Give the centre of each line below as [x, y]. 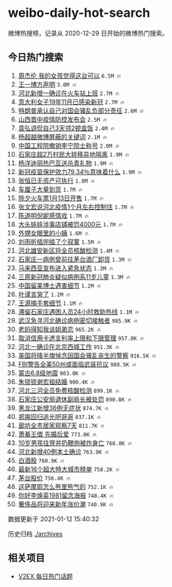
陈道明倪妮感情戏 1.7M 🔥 [53, 215]
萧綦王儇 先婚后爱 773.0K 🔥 [57, 434]
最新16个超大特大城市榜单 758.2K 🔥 [69, 469]
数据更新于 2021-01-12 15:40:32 [54, 518]
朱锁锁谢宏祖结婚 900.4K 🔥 [56, 381]
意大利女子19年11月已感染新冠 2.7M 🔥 [71, 101]
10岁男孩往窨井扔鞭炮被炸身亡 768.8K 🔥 [75, 443]
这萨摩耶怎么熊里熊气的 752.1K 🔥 [66, 486]
